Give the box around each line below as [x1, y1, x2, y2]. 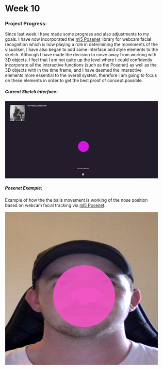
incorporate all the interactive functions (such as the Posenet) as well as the [5, 62, 157, 68]
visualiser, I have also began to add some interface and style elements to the [5, 47, 159, 52]
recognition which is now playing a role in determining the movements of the [5, 42, 158, 48]
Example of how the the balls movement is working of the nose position [5, 197, 148, 203]
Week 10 [5, 3, 40, 14]
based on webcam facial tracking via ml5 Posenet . [5, 202, 106, 208]
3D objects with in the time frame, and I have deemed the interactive [5, 67, 142, 73]
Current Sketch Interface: [5, 89, 58, 95]
